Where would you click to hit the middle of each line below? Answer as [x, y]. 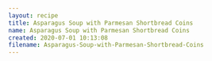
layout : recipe [33, 15]
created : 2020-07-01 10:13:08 [58, 38]
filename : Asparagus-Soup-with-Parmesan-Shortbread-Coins [106, 45]
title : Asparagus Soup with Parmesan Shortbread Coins [101, 23]
